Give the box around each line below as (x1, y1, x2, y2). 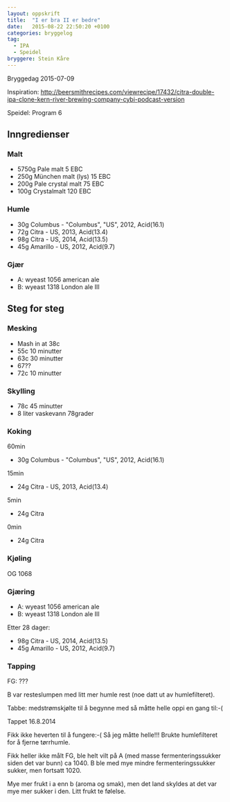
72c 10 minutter (17, 369, 62, 377)
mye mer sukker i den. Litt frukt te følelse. (7, 787, 126, 796)
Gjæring (7, 586, 35, 596)
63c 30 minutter (17, 354, 64, 363)
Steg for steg (7, 303, 64, 315)
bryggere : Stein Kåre (7, 55, 70, 62)
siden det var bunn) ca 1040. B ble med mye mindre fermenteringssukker (7, 759, 216, 767)
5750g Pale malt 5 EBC (17, 165, 83, 173)
